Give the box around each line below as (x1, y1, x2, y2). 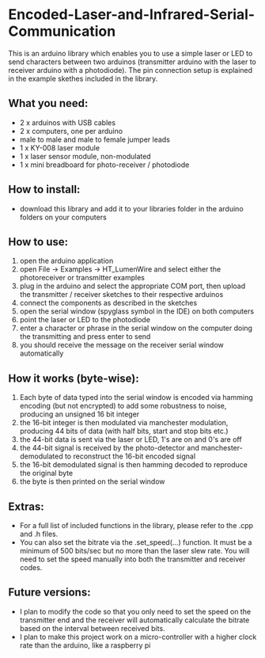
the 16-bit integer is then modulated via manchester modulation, (19, 418, 229, 428)
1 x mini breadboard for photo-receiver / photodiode (19, 160, 190, 169)
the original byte (19, 469, 74, 478)
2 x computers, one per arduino (19, 126, 123, 135)
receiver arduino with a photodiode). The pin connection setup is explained (8, 65, 253, 74)
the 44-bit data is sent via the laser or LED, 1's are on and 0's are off (19, 435, 243, 444)
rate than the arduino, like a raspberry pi (19, 640, 151, 650)
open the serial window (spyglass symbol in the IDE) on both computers (19, 306, 255, 316)
